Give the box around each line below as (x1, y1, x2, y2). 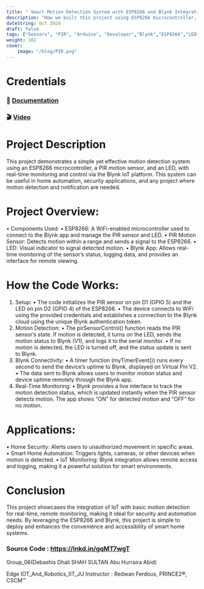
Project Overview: (6, 205, 99, 219)
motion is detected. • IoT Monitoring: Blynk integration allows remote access (6, 456, 198, 463)
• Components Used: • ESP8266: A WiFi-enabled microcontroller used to (6, 225, 190, 232)
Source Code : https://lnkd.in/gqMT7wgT (6, 545, 131, 553)
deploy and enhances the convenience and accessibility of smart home (6, 523, 185, 530)
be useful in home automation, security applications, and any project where (6, 177, 195, 184)
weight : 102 (6, 37, 36, 43)
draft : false (6, 26, 39, 32)
